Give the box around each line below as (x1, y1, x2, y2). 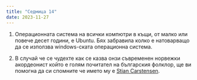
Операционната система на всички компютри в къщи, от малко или (14, 30, 188, 37)
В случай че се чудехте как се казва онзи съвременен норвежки (14, 55, 180, 62)
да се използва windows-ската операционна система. (14, 43, 152, 50)
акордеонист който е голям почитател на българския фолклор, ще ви (14, 60, 192, 68)
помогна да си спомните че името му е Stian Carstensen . (14, 67, 160, 74)
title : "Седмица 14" (6, 8, 58, 15)
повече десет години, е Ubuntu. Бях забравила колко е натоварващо (14, 37, 190, 44)
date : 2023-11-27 (6, 14, 49, 20)
